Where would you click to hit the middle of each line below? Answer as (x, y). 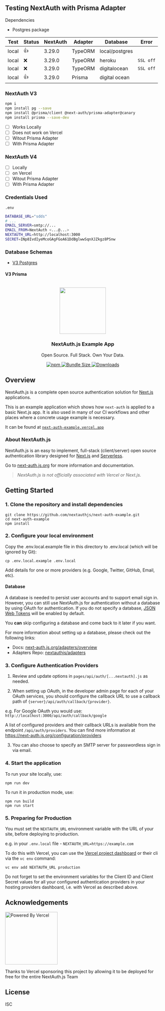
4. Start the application (33, 763)
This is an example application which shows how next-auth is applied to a (80, 407)
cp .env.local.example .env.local (41, 561)
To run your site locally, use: (34, 774)
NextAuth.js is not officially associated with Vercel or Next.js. (79, 475)
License (17, 992)
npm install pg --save (28, 108)
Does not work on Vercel (37, 132)
